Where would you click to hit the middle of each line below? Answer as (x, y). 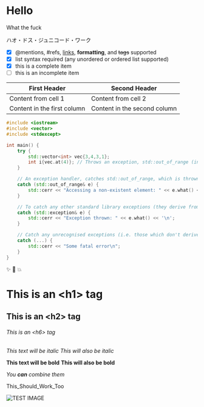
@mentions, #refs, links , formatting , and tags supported (86, 52)
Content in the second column (134, 108)
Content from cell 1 (37, 99)
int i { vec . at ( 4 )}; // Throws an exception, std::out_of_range (108, 162)
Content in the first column (47, 108)
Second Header (134, 88)
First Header (47, 88)
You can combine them (36, 375)
